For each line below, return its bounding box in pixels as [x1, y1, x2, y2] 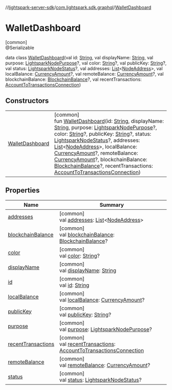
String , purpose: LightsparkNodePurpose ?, [54, 124, 157, 131]
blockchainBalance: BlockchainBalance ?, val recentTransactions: [5, 76, 142, 82]
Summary [99, 201, 124, 208]
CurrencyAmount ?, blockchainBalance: [54, 156, 147, 163]
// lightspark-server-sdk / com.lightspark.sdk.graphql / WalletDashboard [5, 5, 152, 10]
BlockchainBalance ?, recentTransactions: [54, 162, 154, 169]
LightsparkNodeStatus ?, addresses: [54, 137, 140, 144]
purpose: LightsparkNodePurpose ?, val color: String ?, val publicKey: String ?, [5, 60, 167, 66]
